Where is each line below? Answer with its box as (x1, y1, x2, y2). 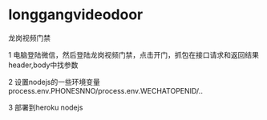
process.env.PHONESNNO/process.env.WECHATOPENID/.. (8, 86, 203, 95)
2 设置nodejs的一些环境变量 (8, 77, 100, 86)
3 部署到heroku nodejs (8, 102, 83, 112)
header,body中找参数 (8, 60, 79, 70)
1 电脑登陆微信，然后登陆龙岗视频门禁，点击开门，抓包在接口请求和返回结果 (8, 50, 259, 59)
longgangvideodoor (8, 6, 144, 24)
